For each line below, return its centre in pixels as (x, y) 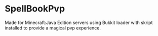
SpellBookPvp (35, 9)
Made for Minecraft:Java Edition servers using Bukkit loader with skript (79, 22)
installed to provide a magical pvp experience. (53, 27)
